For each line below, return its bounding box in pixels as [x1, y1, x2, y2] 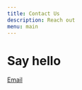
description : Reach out [7, 17, 76, 24]
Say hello [7, 53, 61, 69]
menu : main [7, 23, 39, 30]
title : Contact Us [7, 10, 60, 17]
